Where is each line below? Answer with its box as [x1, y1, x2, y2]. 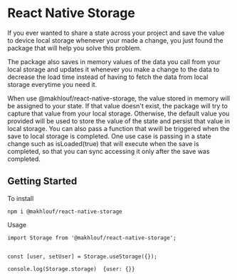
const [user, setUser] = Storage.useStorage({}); [7, 253, 158, 260]
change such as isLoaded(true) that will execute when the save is [7, 139, 199, 147]
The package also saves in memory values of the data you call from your [7, 57, 221, 66]
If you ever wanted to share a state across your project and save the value [7, 28, 225, 37]
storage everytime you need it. [7, 80, 98, 88]
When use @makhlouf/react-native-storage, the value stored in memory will [7, 94, 230, 103]
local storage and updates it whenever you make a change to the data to [7, 65, 220, 73]
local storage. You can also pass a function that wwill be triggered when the [7, 124, 230, 133]
